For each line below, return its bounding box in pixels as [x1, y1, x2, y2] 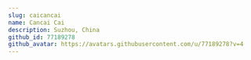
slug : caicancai [8, 11, 61, 19]
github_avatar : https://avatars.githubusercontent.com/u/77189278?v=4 [8, 41, 244, 48]
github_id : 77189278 [8, 33, 76, 41]
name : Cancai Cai [8, 19, 65, 26]
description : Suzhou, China [8, 26, 100, 34]
